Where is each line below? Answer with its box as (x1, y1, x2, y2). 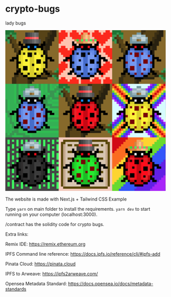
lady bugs (5, 20, 26, 26)
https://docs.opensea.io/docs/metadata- (68, 280, 154, 286)
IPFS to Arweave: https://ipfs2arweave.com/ (5, 270, 98, 277)
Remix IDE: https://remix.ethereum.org (5, 241, 85, 247)
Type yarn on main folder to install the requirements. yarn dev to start (5, 206, 151, 212)
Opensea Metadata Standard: (5, 280, 67, 286)
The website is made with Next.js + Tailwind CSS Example (5, 196, 127, 202)
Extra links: (5, 231, 29, 237)
